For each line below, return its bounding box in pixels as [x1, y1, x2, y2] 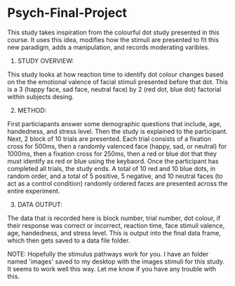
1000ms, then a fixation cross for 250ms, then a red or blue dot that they [7, 149, 217, 158]
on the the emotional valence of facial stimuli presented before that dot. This [7, 77, 228, 86]
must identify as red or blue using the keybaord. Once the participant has [7, 156, 219, 165]
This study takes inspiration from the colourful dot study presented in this [7, 28, 220, 36]
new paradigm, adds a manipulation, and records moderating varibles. [7, 43, 210, 51]
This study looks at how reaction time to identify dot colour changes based [7, 70, 224, 79]
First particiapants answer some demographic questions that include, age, [7, 119, 222, 128]
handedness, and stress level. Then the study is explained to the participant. [7, 127, 228, 135]
